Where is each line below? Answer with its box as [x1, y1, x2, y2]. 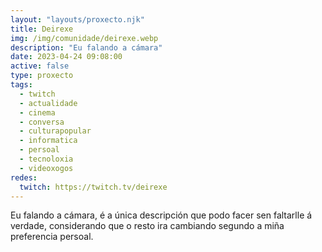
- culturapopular [19, 126, 92, 136]
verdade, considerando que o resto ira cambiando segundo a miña [10, 220, 285, 232]
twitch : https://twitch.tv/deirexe [19, 182, 168, 192]
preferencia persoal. [10, 231, 94, 243]
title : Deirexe [10, 24, 74, 34]
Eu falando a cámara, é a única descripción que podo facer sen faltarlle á [10, 209, 313, 221]
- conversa [19, 117, 65, 127]
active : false [10, 61, 70, 71]
